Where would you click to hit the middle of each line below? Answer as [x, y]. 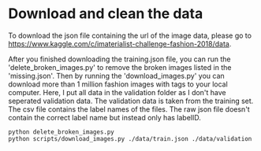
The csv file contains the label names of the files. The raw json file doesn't [129, 109]
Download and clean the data [106, 14]
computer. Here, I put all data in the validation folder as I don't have [117, 92]
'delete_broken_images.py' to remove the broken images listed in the [120, 67]
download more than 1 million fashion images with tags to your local [118, 84]
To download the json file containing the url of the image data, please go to [130, 35]
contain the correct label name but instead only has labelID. [104, 117]
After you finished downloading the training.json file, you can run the [119, 59]
